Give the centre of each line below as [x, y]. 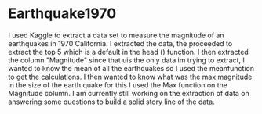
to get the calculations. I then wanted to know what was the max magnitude [130, 77]
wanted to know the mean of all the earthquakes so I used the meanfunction [131, 68]
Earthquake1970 [62, 14]
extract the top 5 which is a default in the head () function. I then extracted [128, 52]
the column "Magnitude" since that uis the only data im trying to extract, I [127, 60]
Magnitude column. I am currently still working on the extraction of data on [129, 93]
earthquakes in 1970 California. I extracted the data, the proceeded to [120, 43]
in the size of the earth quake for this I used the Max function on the [118, 85]
